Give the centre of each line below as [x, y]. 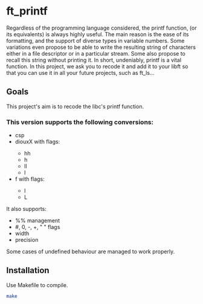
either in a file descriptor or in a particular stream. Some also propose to [96, 53]
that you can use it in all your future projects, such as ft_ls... [80, 73]
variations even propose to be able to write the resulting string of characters [101, 47]
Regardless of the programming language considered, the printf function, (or [101, 28]
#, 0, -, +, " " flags [37, 227]
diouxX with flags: [37, 142]
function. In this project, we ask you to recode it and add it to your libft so [97, 66]
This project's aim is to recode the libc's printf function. [75, 106]
